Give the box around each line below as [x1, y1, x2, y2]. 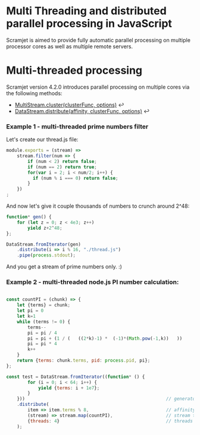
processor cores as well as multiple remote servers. [6, 43, 133, 50]
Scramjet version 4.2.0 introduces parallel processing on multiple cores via [6, 83, 190, 90]
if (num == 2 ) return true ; [27, 164, 97, 170]
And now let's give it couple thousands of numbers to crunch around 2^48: [6, 202, 190, 209]
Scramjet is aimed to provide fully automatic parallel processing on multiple [6, 36, 190, 43]
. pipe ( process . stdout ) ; [17, 252, 76, 258]
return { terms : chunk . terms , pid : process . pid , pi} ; [17, 358, 151, 364]
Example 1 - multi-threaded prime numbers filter [6, 122, 149, 130]
